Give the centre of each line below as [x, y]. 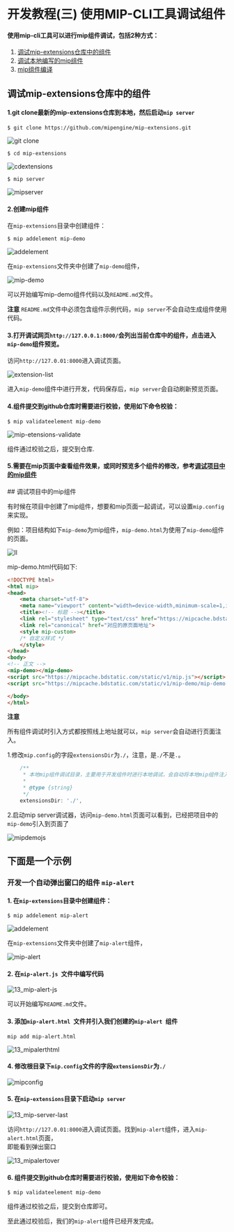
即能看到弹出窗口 [32, 1147]
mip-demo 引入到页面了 [38, 823]
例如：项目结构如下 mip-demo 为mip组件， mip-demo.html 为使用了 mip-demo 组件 [116, 529]
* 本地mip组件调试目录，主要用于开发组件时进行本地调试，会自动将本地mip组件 [121, 775]
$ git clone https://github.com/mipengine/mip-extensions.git [99, 127]
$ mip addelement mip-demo [46, 239]
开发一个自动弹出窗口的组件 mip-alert [71, 882]
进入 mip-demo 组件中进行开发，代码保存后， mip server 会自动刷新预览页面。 [115, 389]
